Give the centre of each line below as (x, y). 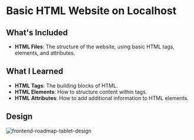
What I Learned (35, 71)
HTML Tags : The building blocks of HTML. (66, 85)
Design (19, 117)
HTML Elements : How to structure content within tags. (81, 92)
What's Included (37, 33)
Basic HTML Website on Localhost (91, 11)
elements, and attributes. (45, 53)
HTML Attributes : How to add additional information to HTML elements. (102, 98)
